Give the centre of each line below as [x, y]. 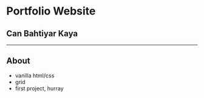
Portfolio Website [51, 11]
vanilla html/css [35, 75]
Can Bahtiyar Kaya [42, 34]
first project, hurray [39, 88]
